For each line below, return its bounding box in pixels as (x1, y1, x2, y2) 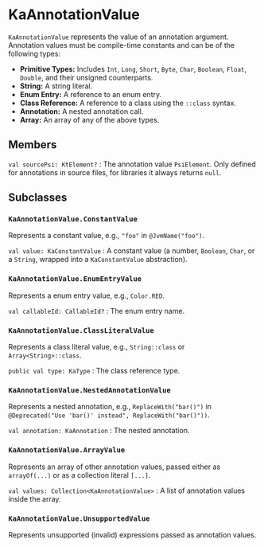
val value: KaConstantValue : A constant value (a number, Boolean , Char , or (8, 246, 255, 256)
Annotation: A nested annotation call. (19, 106, 144, 116)
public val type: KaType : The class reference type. (8, 366, 181, 376)
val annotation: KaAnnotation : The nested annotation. (8, 426, 190, 436)
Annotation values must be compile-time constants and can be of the (8, 40, 235, 49)
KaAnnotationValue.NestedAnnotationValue (8, 385, 171, 395)
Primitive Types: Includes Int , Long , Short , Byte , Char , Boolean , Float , (19, 64, 247, 73)
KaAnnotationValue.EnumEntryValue (8, 275, 142, 283)
